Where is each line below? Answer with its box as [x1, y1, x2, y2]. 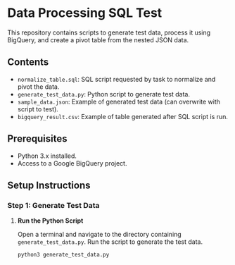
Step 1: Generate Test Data [7, 200, 100, 210]
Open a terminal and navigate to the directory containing [17, 230, 182, 239]
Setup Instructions [7, 179, 91, 191]
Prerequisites [7, 132, 68, 145]
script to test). [17, 104, 58, 113]
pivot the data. [17, 82, 60, 91]
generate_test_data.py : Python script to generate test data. [17, 90, 190, 98]
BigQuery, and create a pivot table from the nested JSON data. [7, 35, 189, 44]
